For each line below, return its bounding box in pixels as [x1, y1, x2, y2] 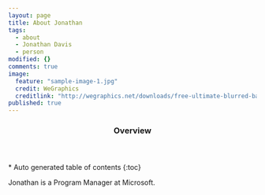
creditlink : [15, 92, 55, 100]
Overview [113, 125, 152, 136]
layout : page [8, 11, 51, 20]
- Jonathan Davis [15, 41, 73, 49]
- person [15, 48, 44, 56]
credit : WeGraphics [15, 84, 80, 93]
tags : [8, 26, 26, 34]
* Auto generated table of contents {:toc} [8, 163, 142, 172]
